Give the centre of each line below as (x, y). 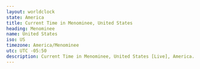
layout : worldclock (31, 12)
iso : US (16, 40)
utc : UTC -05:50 (26, 51)
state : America (25, 17)
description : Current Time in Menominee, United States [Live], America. (101, 56)
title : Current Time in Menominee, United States (70, 23)
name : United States (32, 34)
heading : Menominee (31, 28)
